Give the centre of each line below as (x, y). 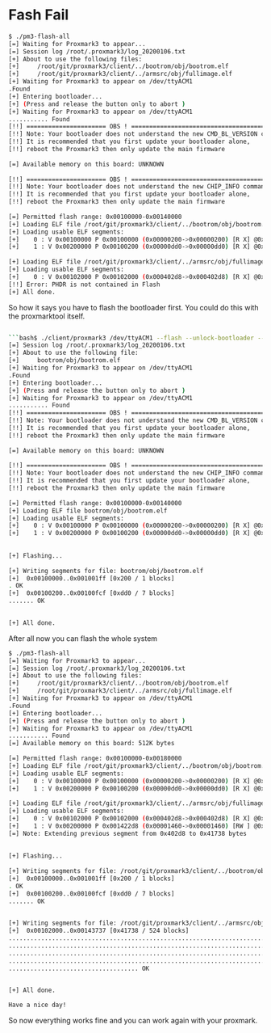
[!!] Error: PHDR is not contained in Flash (84, 285)
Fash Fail (39, 15)
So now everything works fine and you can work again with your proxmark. (133, 1021)
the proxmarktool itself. (47, 316)
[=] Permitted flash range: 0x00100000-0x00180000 (95, 759)
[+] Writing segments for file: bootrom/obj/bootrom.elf (106, 571)
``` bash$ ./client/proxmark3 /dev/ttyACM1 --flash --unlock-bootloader (131, 338)
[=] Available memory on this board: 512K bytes (92, 744)
